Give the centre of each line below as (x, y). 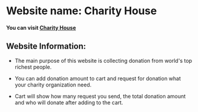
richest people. (33, 67)
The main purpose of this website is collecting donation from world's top (103, 60)
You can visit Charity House (41, 27)
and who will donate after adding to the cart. (69, 103)
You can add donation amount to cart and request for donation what (98, 78)
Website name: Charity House (82, 11)
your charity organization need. (53, 85)
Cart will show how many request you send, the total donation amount (100, 96)
